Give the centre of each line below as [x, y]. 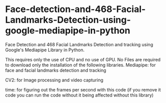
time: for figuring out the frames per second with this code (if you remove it [83, 89]
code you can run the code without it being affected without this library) [79, 95]
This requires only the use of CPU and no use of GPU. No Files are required [83, 59]
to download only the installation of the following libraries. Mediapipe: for [80, 65]
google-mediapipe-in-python [68, 31]
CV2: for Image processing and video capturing [54, 80]
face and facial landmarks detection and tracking [56, 70]
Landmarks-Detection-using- [68, 20]
